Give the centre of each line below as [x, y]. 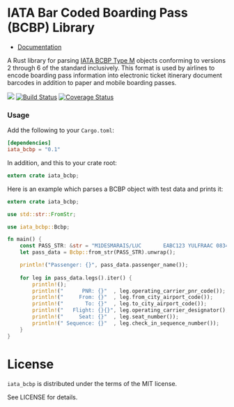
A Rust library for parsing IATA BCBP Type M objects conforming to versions [117, 60]
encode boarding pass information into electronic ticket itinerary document [115, 75]
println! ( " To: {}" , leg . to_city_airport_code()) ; [120, 304]
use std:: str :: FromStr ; [42, 214]
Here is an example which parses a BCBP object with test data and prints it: [115, 189]
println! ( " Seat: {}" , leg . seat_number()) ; [106, 317]
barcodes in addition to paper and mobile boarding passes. [92, 82]
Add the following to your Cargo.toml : [61, 130]
